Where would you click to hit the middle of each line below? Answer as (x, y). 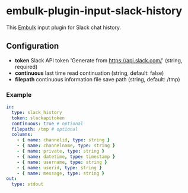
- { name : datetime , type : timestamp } (66, 156)
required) (26, 67)
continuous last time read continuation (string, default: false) (89, 73)
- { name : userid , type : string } (59, 167)
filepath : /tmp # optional (45, 129)
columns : (22, 135)
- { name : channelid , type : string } (63, 140)
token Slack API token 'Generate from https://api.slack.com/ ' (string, (98, 60)
